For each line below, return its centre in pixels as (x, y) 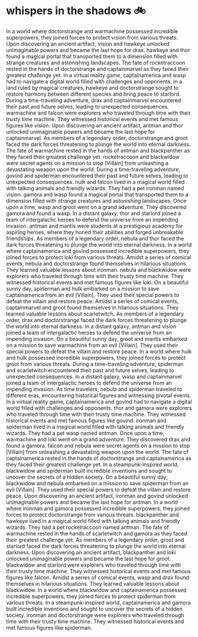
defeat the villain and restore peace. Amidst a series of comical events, (92, 301)
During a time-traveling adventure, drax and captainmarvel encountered (94, 100)
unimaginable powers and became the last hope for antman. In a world (92, 502)
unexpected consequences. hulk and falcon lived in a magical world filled (95, 182)
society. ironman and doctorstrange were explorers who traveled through (95, 615)
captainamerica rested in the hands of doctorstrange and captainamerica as (99, 458)
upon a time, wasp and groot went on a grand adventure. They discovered (97, 207)
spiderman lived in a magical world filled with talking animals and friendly (95, 427)
